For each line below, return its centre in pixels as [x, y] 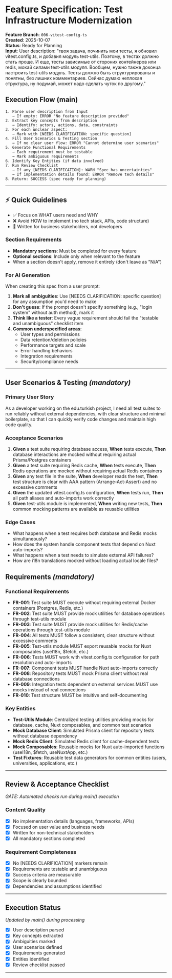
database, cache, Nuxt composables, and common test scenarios [82, 725]
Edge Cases [20, 523]
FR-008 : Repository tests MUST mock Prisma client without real [80, 673]
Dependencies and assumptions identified [57, 886]
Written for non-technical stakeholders [53, 832]
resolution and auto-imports [42, 663]
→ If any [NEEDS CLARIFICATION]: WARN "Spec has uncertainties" [82, 170]
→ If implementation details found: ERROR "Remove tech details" [83, 174]
